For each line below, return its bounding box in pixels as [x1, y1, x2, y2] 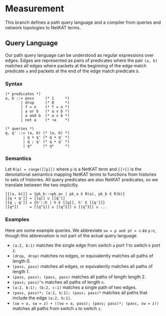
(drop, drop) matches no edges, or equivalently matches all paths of [12, 253, 154, 259]
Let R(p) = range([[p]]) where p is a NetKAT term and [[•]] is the [5, 166, 142, 172]
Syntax [5, 80, 23, 87]
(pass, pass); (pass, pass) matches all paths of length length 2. [12, 273, 146, 280]
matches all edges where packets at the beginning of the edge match [5, 62, 147, 68]
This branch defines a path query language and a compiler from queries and [5, 19, 161, 25]
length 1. [12, 268, 30, 274]
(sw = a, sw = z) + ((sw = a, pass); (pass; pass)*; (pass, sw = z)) [12, 301, 160, 306]
